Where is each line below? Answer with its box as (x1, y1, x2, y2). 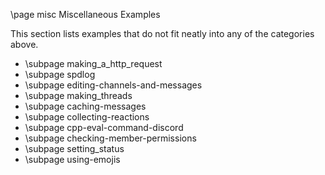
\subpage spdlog (24, 69, 96, 80)
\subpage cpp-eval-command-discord (24, 122, 184, 133)
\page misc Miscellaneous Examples (10, 9, 161, 20)
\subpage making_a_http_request (24, 58, 163, 69)
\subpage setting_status (24, 143, 125, 154)
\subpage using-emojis (24, 154, 121, 165)
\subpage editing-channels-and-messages (24, 79, 203, 91)
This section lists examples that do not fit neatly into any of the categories (10, 28, 315, 39)
